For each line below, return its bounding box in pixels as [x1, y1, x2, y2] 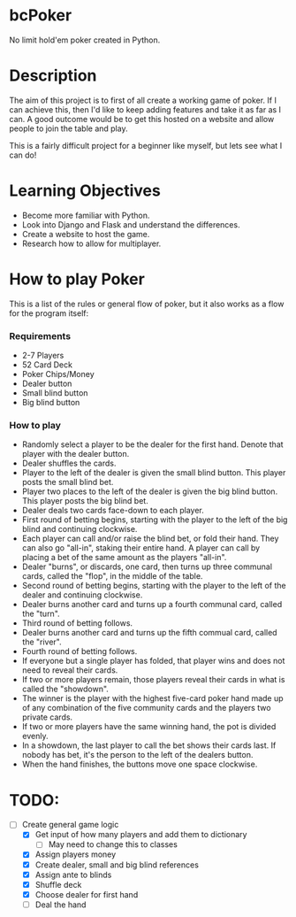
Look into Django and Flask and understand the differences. [21, 219, 240, 230]
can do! [9, 150, 37, 160]
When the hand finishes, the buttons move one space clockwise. [21, 759, 258, 770]
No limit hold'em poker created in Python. [9, 35, 161, 45]
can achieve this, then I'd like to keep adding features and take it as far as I [9, 104, 281, 115]
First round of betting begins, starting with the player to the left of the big [21, 514, 288, 525]
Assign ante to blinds [34, 869, 112, 880]
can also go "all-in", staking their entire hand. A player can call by [21, 543, 261, 553]
